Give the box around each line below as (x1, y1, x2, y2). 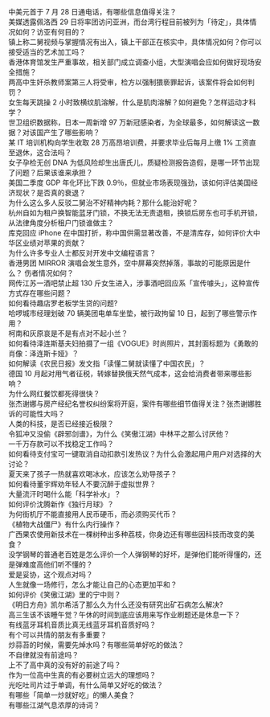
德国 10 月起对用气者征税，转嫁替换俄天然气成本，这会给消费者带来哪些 (8, 369, 245, 378)
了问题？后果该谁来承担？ (8, 168, 93, 177)
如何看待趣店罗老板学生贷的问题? (8, 298, 118, 308)
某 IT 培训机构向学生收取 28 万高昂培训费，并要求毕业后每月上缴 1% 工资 (8, 137, 250, 147)
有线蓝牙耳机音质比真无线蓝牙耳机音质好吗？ (8, 620, 157, 629)
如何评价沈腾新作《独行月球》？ (8, 499, 114, 509)
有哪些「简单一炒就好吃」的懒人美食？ (8, 690, 135, 699)
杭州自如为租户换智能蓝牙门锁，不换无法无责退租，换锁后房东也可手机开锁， (8, 208, 262, 217)
